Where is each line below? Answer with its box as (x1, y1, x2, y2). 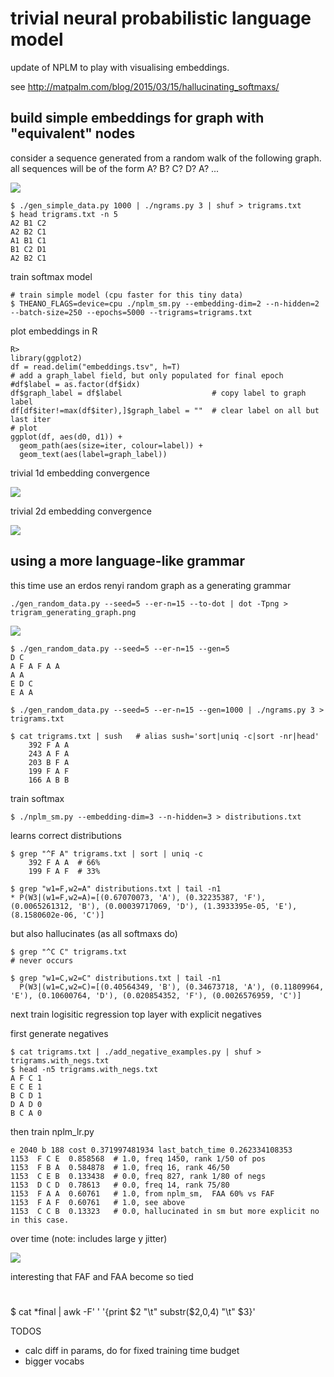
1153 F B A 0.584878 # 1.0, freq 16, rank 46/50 (10, 1162, 230, 1172)
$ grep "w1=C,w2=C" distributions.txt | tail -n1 (10, 973, 222, 983)
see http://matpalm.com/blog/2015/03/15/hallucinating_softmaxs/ (10, 80, 280, 92)
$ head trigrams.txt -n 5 (10, 209, 118, 219)
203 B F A (28, 757, 70, 767)
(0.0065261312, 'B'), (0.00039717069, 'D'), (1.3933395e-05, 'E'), (10, 901, 298, 911)
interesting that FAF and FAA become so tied (10, 1270, 194, 1282)
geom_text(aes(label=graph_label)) (19, 449, 168, 459)
